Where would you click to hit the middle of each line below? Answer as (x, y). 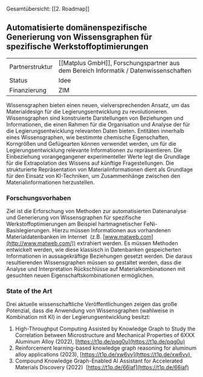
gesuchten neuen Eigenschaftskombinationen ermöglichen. (80, 275)
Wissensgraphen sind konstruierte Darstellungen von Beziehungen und (95, 118)
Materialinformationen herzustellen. (50, 182)
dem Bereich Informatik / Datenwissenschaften (125, 70)
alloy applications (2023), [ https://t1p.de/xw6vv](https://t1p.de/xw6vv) (102, 355)
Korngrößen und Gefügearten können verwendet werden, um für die (91, 143)
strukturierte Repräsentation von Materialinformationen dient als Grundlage (100, 169)
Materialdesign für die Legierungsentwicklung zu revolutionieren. (87, 111)
